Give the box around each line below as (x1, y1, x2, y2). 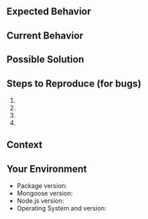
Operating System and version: (16, 204, 107, 213)
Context (6, 139, 43, 151)
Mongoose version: (16, 189, 73, 198)
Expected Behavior (6, 6, 92, 18)
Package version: (16, 182, 67, 190)
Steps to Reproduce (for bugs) (6, 77, 142, 89)
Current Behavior (6, 30, 83, 42)
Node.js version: (16, 196, 65, 205)
